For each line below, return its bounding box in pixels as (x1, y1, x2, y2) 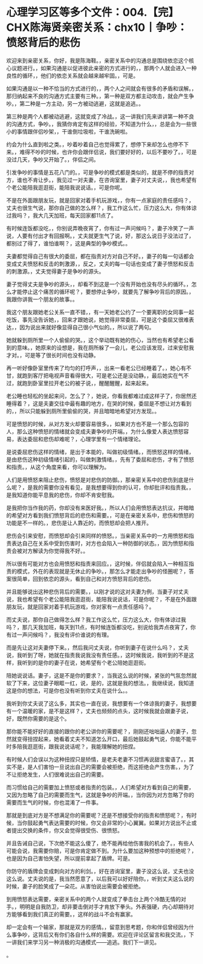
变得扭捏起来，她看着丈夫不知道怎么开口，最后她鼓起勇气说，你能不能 (16, 735, 192, 742)
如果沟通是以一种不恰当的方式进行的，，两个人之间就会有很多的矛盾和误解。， (6, 85, 197, 92)
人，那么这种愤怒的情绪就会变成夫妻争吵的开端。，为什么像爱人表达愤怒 (6, 427, 184, 435)
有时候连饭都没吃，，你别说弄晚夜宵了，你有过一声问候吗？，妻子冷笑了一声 (6, 224, 195, 231)
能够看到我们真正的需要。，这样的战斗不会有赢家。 (11, 910, 136, 917)
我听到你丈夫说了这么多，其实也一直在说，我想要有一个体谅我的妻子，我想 (6, 699, 192, 707)
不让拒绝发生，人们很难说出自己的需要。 (6, 771, 107, 778)
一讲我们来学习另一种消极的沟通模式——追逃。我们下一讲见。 (6, 938, 160, 946)
